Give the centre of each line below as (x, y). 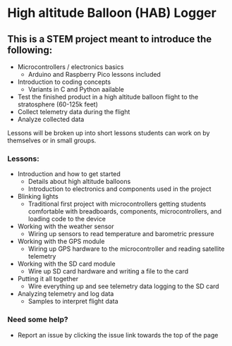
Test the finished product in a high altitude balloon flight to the (108, 97)
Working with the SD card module (66, 264)
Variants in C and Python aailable (76, 89)
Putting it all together (48, 279)
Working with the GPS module (61, 242)
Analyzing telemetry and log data (66, 294)
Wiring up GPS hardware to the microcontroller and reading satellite (126, 249)
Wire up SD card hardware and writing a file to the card (108, 271)
